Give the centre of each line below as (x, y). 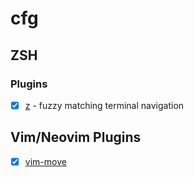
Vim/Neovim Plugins (76, 137)
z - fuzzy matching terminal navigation (104, 105)
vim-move (45, 161)
